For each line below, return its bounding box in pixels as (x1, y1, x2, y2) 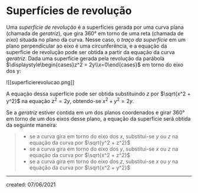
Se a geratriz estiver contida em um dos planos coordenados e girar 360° (6, 109, 185, 116)
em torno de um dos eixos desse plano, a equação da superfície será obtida (6, 115, 191, 122)
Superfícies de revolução (6, 4, 132, 18)
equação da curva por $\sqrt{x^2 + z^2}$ (29, 151, 131, 158)
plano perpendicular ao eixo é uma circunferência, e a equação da (6, 42, 167, 49)
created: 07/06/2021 (6, 181, 56, 188)
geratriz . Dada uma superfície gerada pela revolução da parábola (6, 55, 165, 62)
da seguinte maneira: (6, 121, 58, 128)
